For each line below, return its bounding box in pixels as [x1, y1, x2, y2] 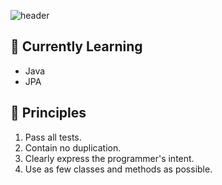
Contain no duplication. [24, 141, 122, 154]
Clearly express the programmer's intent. [24, 152, 195, 164]
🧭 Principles [10, 105, 87, 122]
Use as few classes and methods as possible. [24, 163, 213, 175]
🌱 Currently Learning [10, 38, 143, 55]
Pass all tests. [24, 131, 82, 143]
